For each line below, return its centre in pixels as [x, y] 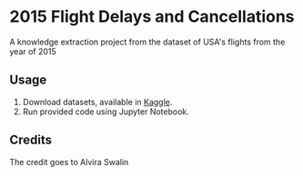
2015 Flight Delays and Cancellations [152, 17]
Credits [31, 140]
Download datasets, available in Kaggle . [97, 102]
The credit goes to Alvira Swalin [69, 161]
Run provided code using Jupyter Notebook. [106, 112]
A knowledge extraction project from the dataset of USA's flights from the [147, 42]
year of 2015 [33, 51]
